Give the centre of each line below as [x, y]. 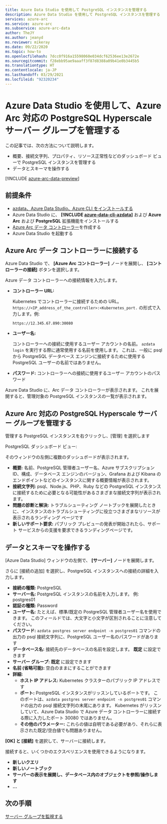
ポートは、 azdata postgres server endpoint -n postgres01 [85, 699]
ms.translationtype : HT [30, 65]
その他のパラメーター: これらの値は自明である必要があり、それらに [89, 724]
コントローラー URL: [33, 291]
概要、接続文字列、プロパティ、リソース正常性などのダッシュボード [82, 156]
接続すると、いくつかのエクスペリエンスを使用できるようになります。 [77, 751]
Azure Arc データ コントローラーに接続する [72, 250]
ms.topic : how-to [23, 51]
